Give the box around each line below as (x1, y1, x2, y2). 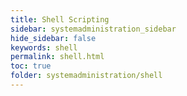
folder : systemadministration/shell (10, 71, 163, 81)
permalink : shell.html (10, 52, 105, 62)
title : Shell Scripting (10, 14, 110, 25)
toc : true (10, 61, 52, 71)
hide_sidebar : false (10, 33, 97, 43)
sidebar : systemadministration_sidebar (10, 24, 177, 34)
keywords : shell (10, 42, 78, 53)
